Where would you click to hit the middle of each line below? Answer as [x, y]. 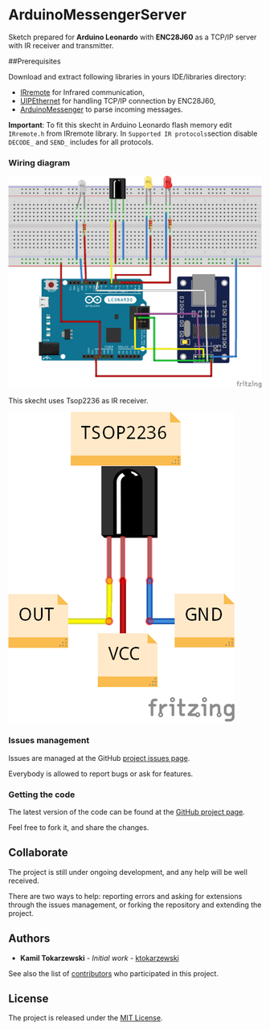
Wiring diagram [39, 162]
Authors [29, 939]
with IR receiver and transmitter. [61, 45]
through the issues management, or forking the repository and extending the [135, 905]
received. [24, 881]
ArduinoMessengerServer [98, 15]
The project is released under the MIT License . [86, 1018]
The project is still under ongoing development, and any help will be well [128, 872]
